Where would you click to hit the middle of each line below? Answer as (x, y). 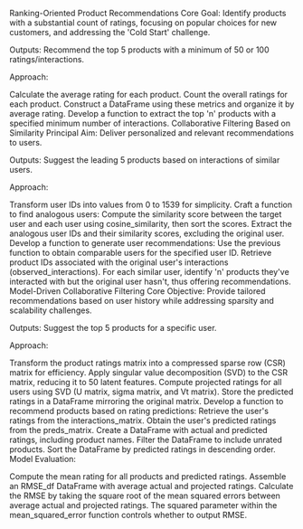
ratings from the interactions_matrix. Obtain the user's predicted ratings (143, 420)
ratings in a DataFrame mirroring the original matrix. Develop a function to (147, 401)
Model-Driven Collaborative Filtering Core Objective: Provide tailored (137, 291)
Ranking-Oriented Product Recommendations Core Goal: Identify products (148, 13)
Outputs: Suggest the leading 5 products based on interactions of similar (145, 160)
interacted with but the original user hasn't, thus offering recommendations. (150, 281)
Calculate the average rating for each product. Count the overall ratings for (148, 94)
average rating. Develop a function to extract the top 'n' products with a (143, 113)
